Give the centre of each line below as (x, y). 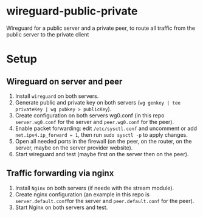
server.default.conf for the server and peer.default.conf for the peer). (105, 201)
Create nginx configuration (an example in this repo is (82, 194)
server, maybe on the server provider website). (74, 148)
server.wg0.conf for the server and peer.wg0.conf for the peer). (95, 122)
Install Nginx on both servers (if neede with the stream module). (95, 188)
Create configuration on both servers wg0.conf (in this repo (90, 115)
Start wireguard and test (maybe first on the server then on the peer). (102, 154)
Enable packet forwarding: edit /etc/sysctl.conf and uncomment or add (106, 128)
